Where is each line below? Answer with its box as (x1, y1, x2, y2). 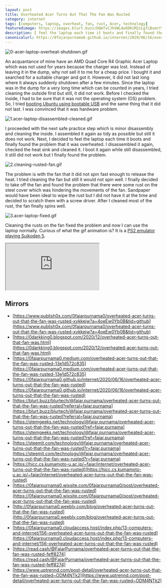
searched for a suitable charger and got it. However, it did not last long (5, 74, 150, 80)
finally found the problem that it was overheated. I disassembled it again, (5, 141, 154, 147)
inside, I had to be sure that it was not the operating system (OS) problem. (5, 95, 157, 101)
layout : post (5, 7, 32, 12)
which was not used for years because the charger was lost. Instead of (5, 63, 151, 70)
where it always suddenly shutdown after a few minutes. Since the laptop (5, 79, 155, 85)
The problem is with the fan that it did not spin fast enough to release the (5, 171, 155, 177)
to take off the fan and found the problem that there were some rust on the (5, 181, 158, 187)
